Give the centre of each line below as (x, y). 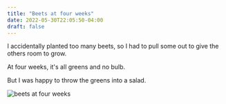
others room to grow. (37, 53)
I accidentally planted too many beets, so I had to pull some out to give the (113, 46)
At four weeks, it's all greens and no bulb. (66, 67)
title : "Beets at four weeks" (51, 14)
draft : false (26, 26)
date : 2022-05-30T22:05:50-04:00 (55, 20)
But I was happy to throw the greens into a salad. (77, 80)
